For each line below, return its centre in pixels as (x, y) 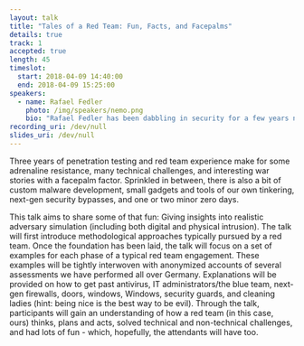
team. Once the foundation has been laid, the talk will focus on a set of (141, 246)
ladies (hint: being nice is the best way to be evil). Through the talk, (134, 303)
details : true (36, 34)
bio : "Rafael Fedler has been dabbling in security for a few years (157, 118)
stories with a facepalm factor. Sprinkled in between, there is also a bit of (146, 180)
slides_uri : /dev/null (52, 136)
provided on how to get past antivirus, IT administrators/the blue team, (141, 284)
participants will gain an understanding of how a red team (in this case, (142, 313)
